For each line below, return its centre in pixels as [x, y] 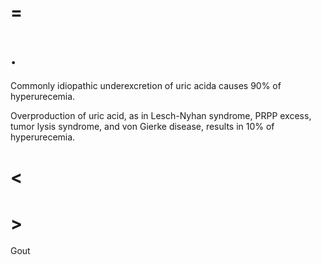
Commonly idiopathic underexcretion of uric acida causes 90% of [146, 86]
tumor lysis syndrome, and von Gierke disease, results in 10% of [142, 127]
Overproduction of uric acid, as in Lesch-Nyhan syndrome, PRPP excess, [161, 116]
